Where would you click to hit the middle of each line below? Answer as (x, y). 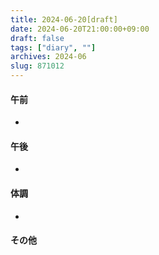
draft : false (37, 38)
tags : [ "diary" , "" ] (53, 47)
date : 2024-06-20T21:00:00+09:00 (80, 29)
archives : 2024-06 (48, 57)
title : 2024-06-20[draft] (64, 19)
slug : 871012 (37, 66)
